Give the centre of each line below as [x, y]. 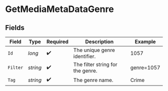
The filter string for [95, 64]
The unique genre [94, 50]
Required [58, 42]
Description [99, 42]
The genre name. [93, 80]
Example [145, 42]
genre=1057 [145, 67]
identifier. [84, 56]
